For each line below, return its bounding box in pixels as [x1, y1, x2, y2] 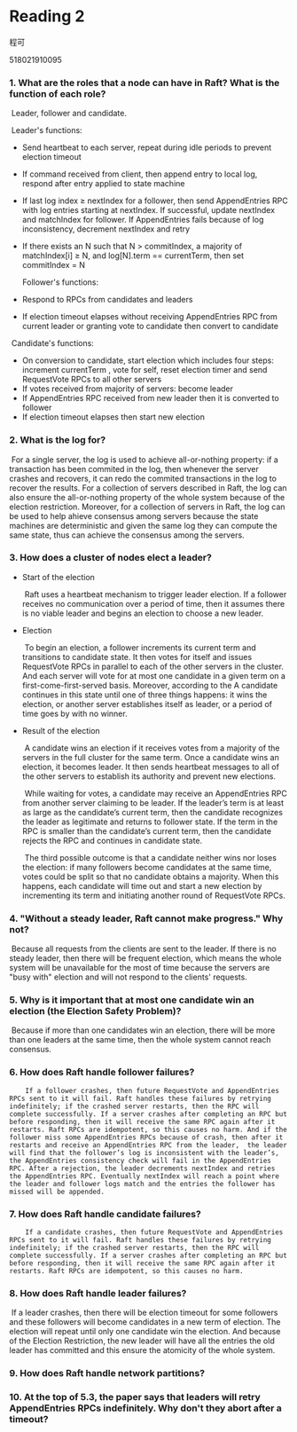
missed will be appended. [9, 1187, 105, 1196]
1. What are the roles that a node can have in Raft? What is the [9, 76, 280, 89]
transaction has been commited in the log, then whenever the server [9, 463, 259, 474]
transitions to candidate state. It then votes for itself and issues [21, 651, 253, 662]
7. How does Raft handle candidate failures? [9, 1208, 201, 1220]
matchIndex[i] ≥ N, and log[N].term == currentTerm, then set [21, 250, 245, 261]
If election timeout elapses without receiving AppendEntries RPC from [21, 311, 277, 322]
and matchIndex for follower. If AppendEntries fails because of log [21, 215, 264, 225]
